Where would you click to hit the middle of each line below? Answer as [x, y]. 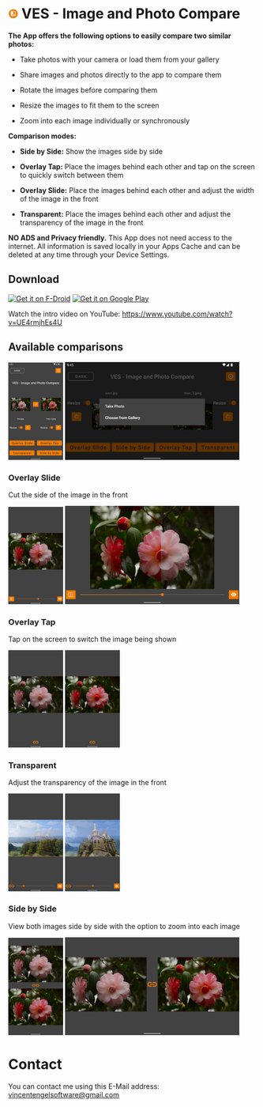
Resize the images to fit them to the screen [89, 105]
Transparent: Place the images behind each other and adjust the [125, 213]
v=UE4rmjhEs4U [36, 322]
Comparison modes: [42, 136]
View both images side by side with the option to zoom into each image [124, 926]
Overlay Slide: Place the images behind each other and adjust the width [137, 190]
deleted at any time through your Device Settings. [89, 255]
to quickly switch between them [71, 175]
